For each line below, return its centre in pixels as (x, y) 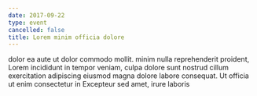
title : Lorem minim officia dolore (66, 37)
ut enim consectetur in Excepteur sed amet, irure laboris (99, 84)
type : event (28, 23)
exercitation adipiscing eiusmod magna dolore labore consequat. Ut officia (128, 76)
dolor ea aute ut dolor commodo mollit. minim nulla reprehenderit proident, (129, 59)
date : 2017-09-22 (37, 15)
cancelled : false (37, 30)
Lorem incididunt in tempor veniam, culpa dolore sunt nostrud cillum (119, 68)
